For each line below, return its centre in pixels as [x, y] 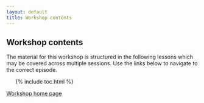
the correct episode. [32, 70]
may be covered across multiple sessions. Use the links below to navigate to [102, 63]
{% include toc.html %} [44, 82]
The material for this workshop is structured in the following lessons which [100, 57]
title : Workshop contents [39, 18]
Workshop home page [34, 94]
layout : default [27, 12]
